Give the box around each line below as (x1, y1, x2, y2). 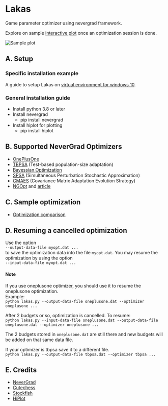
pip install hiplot (20, 127, 53, 133)
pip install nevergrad (20, 116, 64, 123)
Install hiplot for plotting (12, 122, 63, 128)
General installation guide (5, 94, 70, 101)
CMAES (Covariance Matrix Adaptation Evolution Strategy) (12, 177, 136, 184)
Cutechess (12, 385, 36, 391)
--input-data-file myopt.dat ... (5, 260, 76, 266)
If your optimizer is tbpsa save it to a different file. (5, 346, 109, 352)
